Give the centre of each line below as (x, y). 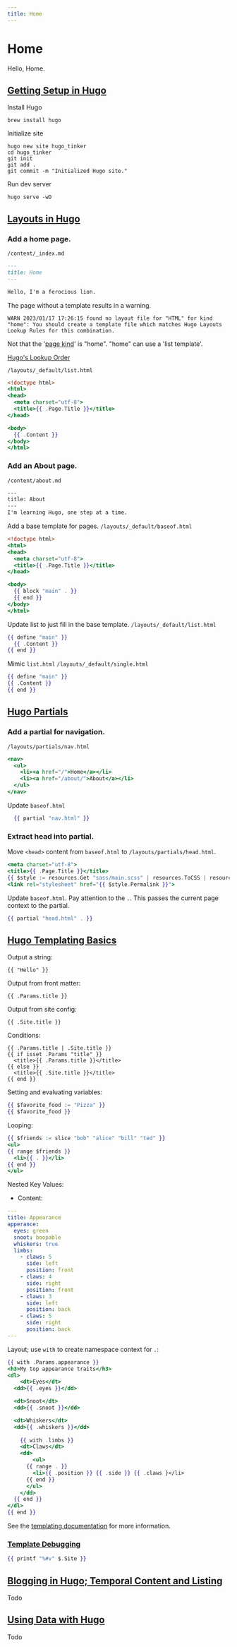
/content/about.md (34, 481)
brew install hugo (34, 121)
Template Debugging (44, 1544)
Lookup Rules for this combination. (61, 330)
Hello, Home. (26, 68)
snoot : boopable (37, 1237)
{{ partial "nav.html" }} (52, 818)
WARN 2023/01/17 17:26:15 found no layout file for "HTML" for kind (110, 318)
